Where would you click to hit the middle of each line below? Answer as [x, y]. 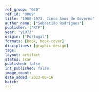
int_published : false [27, 69]
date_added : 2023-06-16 [29, 77]
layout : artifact [23, 55]
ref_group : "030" [23, 9]
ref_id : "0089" [20, 14]
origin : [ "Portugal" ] [27, 37]
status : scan [18, 59]
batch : [12, 82]
